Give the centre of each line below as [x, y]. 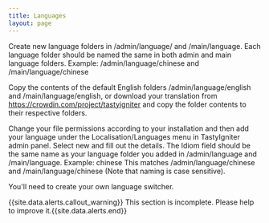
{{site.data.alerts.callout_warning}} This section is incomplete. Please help [131, 202]
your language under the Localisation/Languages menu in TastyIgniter [124, 136]
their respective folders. [48, 112]
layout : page [30, 23]
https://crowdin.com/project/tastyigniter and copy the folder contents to [127, 104]
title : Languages [37, 16]
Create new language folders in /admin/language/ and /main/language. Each [134, 46]
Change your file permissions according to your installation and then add [128, 128]
